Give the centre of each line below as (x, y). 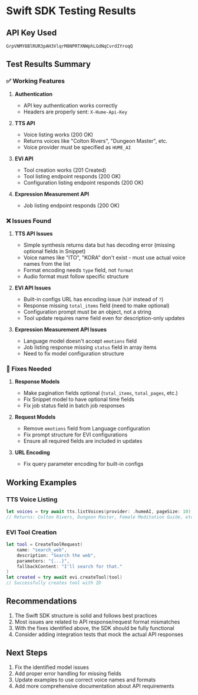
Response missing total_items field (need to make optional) (96, 305)
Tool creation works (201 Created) (65, 170)
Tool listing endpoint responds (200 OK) (72, 176)
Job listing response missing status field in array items (90, 347)
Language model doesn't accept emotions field (80, 341)
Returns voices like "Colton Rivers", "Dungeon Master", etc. (95, 141)
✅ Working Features (36, 81)
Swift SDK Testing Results (71, 11)
